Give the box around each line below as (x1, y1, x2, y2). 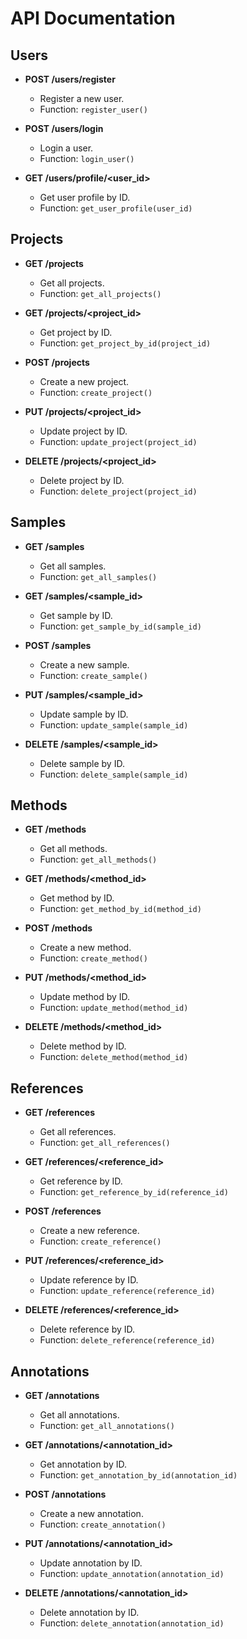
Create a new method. (39, 942, 132, 954)
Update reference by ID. (39, 1274, 139, 1286)
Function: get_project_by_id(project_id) (39, 337, 212, 349)
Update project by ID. (39, 425, 128, 437)
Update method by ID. (39, 991, 131, 1003)
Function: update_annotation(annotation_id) (39, 1568, 225, 1580)
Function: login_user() (39, 153, 135, 164)
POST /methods (24, 922, 93, 934)
